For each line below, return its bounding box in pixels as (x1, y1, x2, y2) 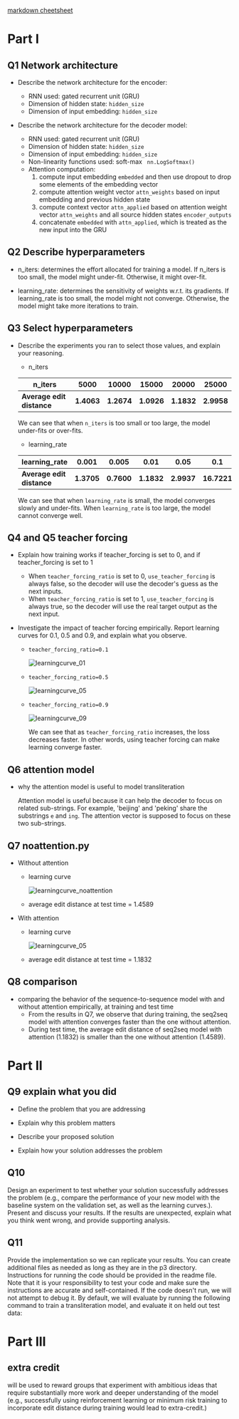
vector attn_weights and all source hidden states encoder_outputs (38, 210, 232, 219)
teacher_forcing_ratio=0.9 (28, 702, 109, 709)
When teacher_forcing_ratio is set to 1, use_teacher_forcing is (28, 595, 215, 603)
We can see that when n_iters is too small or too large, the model (17, 418, 211, 427)
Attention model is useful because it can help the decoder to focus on (17, 796, 223, 805)
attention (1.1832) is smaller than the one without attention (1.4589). (28, 1032, 226, 1041)
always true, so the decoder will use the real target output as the (28, 602, 218, 611)
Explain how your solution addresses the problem (17, 1146, 163, 1155)
